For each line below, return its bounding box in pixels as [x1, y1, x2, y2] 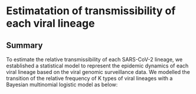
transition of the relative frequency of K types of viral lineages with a [6, 75, 173, 82]
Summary [6, 40, 43, 50]
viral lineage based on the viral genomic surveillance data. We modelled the [6, 69, 190, 75]
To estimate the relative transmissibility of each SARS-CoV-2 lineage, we [6, 56, 183, 63]
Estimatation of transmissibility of [6, 4, 176, 18]
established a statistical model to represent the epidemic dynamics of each [6, 62, 189, 69]
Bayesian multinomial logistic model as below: [6, 81, 118, 88]
